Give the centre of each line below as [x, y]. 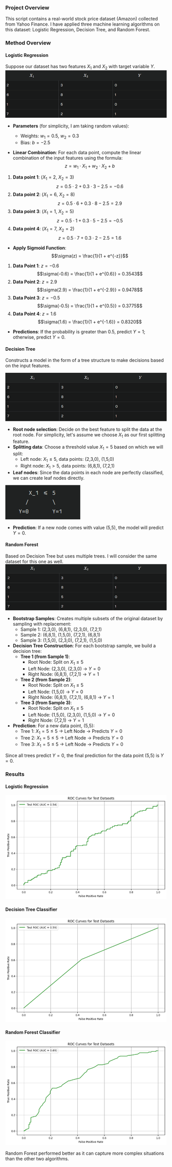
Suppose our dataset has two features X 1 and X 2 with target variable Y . [80, 67]
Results [15, 774]
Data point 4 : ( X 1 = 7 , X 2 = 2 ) [44, 229]
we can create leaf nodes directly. [48, 478]
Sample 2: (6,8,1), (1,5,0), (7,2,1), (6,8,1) [60, 635]
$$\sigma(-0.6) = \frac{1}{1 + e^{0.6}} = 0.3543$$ [90, 274]
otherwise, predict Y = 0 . [39, 337]
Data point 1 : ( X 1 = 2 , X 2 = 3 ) [43, 177]
